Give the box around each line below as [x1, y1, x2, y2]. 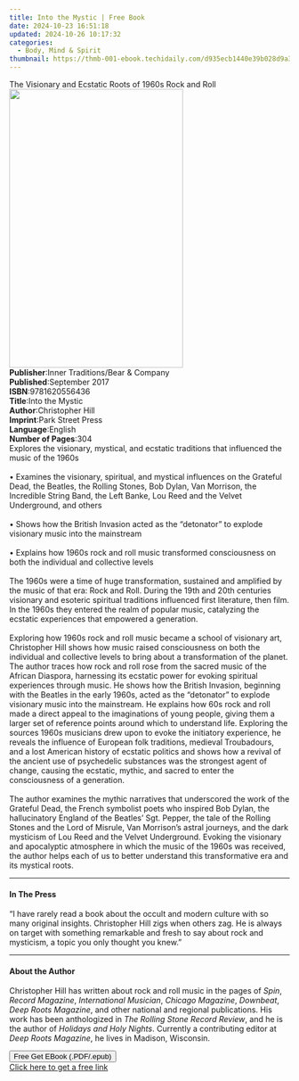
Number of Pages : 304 [9, 433, 93, 444]
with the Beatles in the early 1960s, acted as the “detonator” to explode [9, 689, 271, 700]
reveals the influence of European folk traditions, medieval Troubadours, [9, 737, 274, 747]
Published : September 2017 [9, 376, 109, 387]
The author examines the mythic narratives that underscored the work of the [9, 794, 290, 804]
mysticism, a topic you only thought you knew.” [9, 937, 182, 948]
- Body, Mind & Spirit [17, 46, 101, 55]
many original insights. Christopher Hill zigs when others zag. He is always [9, 918, 283, 928]
